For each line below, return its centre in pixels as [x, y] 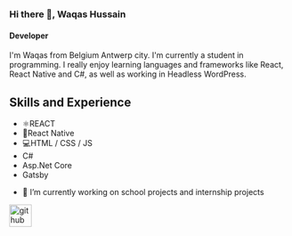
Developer [29, 36]
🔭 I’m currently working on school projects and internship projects [143, 191]
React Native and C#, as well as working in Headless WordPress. [128, 74]
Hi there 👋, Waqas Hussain [68, 14]
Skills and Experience [70, 102]
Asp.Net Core [47, 165]
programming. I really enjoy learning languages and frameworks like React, [146, 65]
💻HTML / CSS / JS [57, 142]
